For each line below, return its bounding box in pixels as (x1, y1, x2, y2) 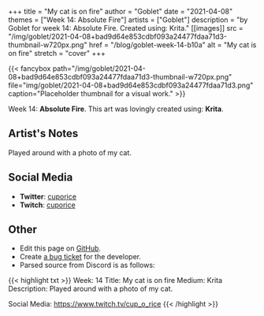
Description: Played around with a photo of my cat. (8, 284, 173, 294)
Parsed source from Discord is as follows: (19, 260, 155, 270)
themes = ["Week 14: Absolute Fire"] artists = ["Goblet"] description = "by (8, 15, 248, 24)
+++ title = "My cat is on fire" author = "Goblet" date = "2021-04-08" (8, 7, 233, 16)
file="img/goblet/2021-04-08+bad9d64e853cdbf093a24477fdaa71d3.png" (8, 80, 254, 90)
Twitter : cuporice (19, 191, 77, 201)
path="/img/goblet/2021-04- (52, 64, 146, 73)
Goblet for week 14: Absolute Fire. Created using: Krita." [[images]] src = (8, 24, 244, 32)
